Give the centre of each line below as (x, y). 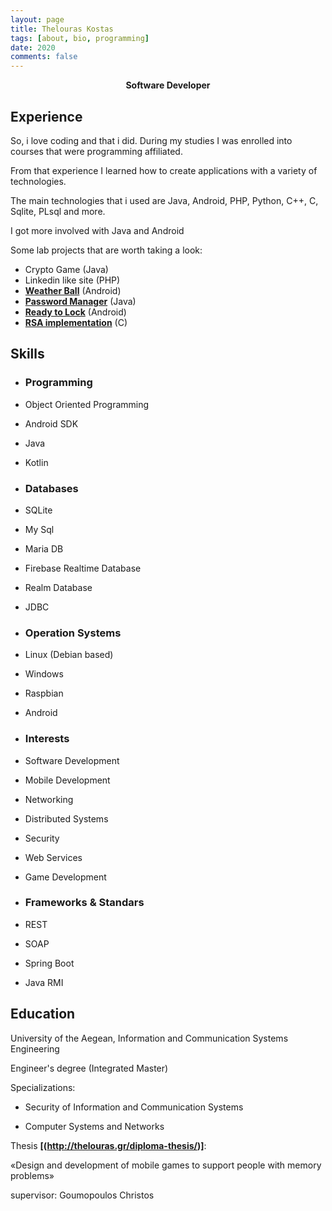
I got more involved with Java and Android (97, 230)
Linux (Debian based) (69, 655)
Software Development (72, 760)
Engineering (35, 1048)
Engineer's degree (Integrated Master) (89, 1068)
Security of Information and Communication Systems (134, 1107)
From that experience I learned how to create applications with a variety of (164, 170)
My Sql (39, 529)
